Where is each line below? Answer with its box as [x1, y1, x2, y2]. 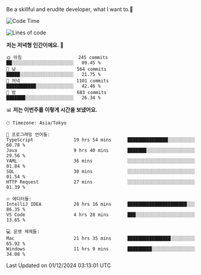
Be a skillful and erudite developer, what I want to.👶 [6, 6, 134, 13]
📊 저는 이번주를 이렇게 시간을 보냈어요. [6, 106, 98, 113]
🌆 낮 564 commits [6, 66, 107, 72]
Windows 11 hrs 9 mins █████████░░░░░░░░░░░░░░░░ [6, 246, 196, 252]
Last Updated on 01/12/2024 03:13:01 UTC [6, 262, 111, 269]
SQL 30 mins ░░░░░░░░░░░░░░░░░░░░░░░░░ [6, 168, 196, 175]
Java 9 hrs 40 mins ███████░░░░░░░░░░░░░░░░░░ [6, 147, 196, 153]
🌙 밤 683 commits [6, 90, 107, 96]
